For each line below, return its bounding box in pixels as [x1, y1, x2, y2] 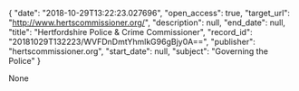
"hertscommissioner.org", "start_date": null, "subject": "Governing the [8, 46, 269, 57]
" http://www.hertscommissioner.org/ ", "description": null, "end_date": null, [8, 17, 286, 28]
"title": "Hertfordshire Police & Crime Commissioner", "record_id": [8, 27, 253, 37]
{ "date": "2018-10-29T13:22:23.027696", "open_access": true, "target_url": [8, 8, 291, 18]
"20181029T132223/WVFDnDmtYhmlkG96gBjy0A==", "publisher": [8, 36, 256, 47]
